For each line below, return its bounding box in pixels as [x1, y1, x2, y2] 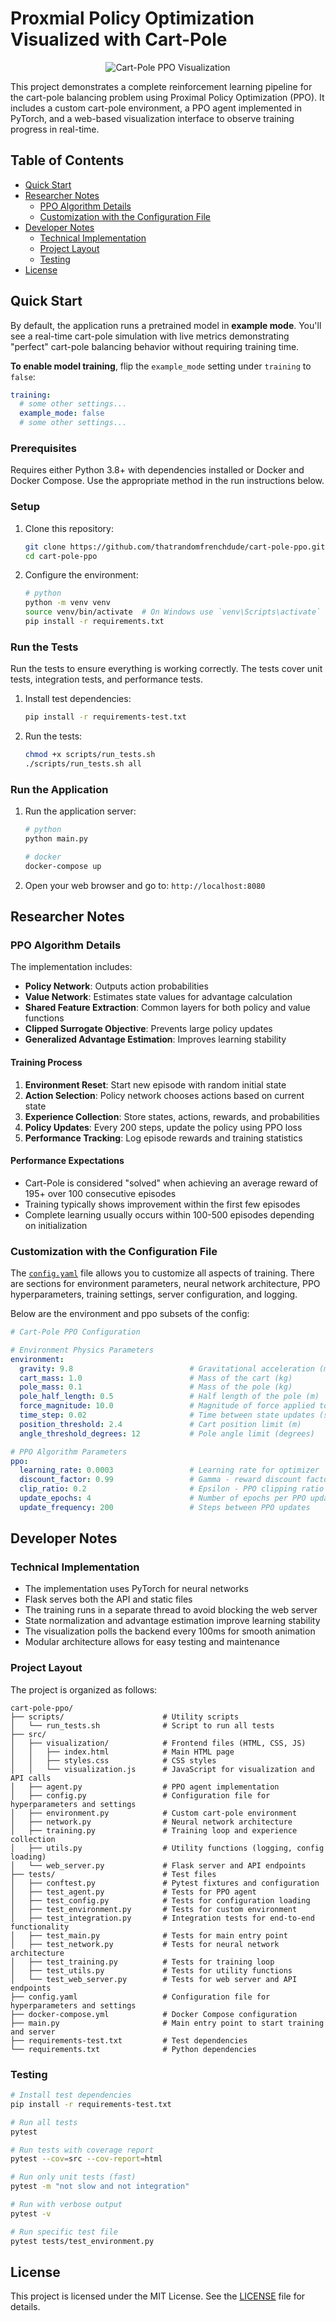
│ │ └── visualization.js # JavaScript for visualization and [10, 1764, 315, 1774]
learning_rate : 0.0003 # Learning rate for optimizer [19, 1465, 320, 1476]
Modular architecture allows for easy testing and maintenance [24, 1636, 280, 1648]
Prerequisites [10, 441, 77, 455]
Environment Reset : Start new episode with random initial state [24, 1078, 287, 1091]
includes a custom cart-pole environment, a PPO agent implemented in [10, 102, 302, 114]
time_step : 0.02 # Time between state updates [19, 1410, 315, 1421]
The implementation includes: [10, 961, 133, 973]
